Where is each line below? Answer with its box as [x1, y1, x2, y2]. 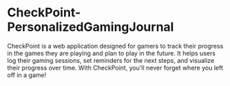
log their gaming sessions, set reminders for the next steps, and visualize [7, 56, 215, 64]
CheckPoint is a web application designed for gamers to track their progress [7, 42, 224, 50]
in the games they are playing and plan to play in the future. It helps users [7, 49, 216, 57]
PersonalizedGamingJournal [7, 19, 174, 35]
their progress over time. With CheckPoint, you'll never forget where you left [7, 63, 224, 72]
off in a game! [7, 70, 47, 79]
